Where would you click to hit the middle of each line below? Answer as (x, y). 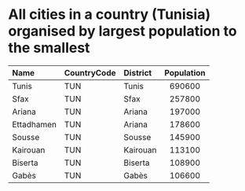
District (138, 72)
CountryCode (90, 72)
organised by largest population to (122, 31)
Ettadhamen (35, 124)
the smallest (49, 48)
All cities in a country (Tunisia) (109, 15)
